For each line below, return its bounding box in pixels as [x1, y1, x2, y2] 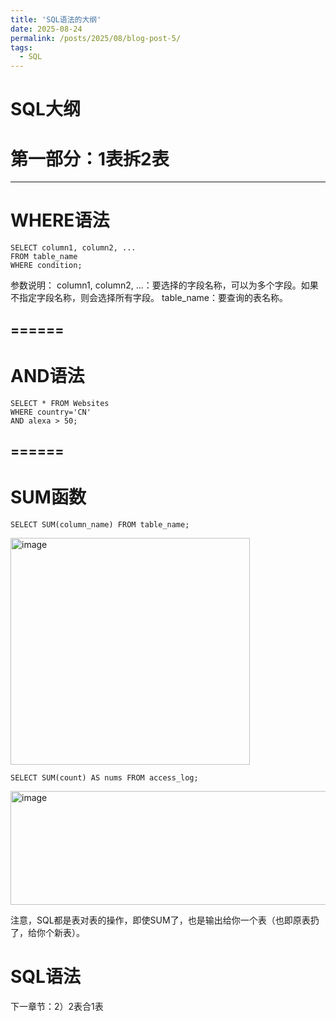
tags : [10, 42, 33, 53]
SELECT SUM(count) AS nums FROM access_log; [10, 772, 199, 783]
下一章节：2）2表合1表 [10, 1000, 104, 1012]
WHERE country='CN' [10, 407, 92, 417]
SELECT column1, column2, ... [10, 243, 137, 253]
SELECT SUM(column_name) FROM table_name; [10, 519, 190, 530]
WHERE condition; [10, 261, 83, 271]
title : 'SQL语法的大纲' [10, 14, 102, 25]
